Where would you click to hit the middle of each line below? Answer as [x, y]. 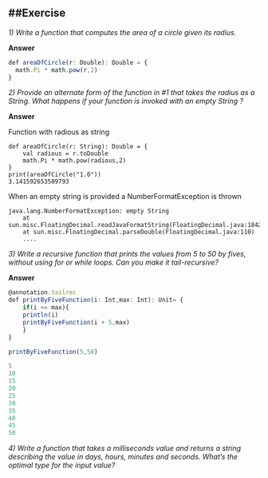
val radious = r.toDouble [66, 154]
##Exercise [37, 13]
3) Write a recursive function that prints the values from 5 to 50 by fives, [127, 254]
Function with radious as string [59, 132]
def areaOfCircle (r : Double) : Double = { [78, 62]
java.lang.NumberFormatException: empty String [89, 211]
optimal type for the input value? [62, 465]
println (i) [41, 315]
